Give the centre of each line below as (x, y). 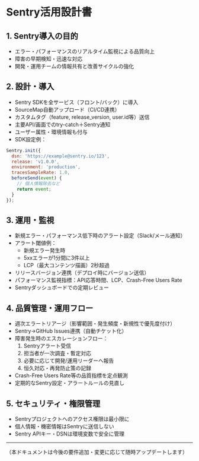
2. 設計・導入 (30, 87)
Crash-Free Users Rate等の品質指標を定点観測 (71, 375)
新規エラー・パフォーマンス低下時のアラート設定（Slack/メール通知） (100, 236)
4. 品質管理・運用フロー (50, 308)
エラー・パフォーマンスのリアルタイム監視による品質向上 (85, 51)
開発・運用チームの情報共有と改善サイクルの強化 (74, 66)
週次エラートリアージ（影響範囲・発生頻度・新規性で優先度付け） (95, 324)
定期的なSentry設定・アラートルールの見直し (70, 383)
